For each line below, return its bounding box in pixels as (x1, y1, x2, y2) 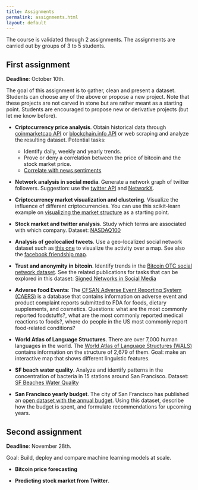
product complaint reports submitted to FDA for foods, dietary (14, 299, 166, 306)
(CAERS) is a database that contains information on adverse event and (14, 293, 187, 300)
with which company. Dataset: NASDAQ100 (14, 227, 121, 234)
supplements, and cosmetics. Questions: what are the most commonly (14, 306, 187, 313)
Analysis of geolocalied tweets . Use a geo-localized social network (14, 238, 183, 246)
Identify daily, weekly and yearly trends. (23, 148, 122, 155)
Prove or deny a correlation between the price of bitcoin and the (23, 154, 181, 161)
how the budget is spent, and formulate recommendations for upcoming (14, 403, 191, 410)
